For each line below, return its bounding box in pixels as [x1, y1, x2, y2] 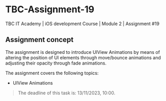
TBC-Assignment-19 [5, 4, 95, 15]
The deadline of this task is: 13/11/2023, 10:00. [17, 90, 115, 96]
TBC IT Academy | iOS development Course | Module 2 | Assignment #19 [5, 21, 160, 27]
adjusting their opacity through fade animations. [5, 60, 107, 66]
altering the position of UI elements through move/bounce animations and [5, 54, 161, 60]
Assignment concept [5, 35, 74, 44]
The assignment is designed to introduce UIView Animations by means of [5, 49, 160, 55]
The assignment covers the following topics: [5, 70, 99, 76]
